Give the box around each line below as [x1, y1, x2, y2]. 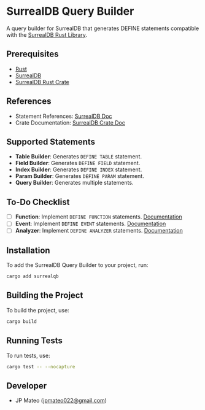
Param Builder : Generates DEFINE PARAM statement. [15, 172, 144, 180]
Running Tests [6, 336, 63, 346]
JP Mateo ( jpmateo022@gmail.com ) [15, 397, 107, 404]
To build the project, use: [6, 306, 69, 314]
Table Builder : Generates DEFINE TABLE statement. [15, 153, 142, 160]
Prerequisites [6, 49, 59, 60]
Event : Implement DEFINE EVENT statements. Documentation [15, 220, 166, 228]
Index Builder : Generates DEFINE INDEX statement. [15, 166, 142, 173]
